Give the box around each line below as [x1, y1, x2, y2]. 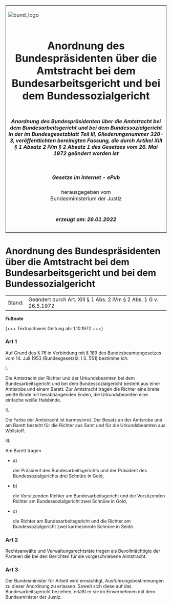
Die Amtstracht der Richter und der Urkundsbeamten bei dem [5, 375, 135, 381]
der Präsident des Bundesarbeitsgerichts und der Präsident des [12, 467, 147, 473]
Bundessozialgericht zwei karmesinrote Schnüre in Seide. [12, 523, 135, 530]
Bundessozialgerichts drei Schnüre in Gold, [12, 473, 104, 479]
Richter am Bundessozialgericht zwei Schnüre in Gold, [12, 498, 127, 504]
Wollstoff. [5, 428, 26, 434]
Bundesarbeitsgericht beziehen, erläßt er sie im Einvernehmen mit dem [5, 589, 155, 595]
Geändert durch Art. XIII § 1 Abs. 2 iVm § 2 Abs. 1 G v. [28, 296, 159, 303]
